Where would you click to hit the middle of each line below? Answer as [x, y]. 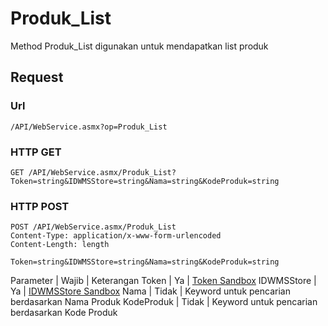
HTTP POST [40, 206]
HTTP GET [36, 152]
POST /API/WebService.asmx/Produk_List [93, 227]
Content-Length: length [60, 245]
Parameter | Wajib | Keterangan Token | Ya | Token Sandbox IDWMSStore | [163, 281]
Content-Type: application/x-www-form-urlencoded [116, 236]
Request [37, 77]
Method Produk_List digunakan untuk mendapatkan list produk [139, 46]
